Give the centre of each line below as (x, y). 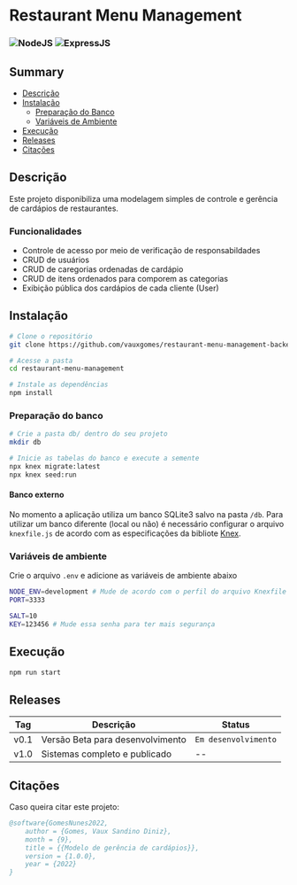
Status (236, 725)
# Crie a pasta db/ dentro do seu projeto (88, 434)
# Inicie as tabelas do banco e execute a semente (104, 458)
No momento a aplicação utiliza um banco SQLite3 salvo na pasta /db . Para (146, 514)
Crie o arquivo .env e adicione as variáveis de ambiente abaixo (123, 576)
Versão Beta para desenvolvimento (114, 740)
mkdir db (25, 442)
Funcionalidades (46, 231)
